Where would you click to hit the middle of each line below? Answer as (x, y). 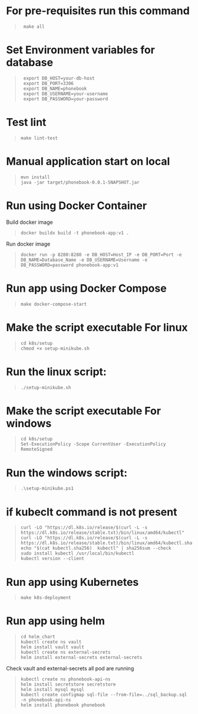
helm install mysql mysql (52, 690)
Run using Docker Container (77, 206)
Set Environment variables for (80, 50)
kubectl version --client (52, 559)
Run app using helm (55, 621)
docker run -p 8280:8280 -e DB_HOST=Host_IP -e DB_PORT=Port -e (101, 255)
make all (34, 27)
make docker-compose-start (54, 304)
